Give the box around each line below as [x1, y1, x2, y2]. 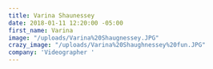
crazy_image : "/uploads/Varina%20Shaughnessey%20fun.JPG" [8, 41, 206, 49]
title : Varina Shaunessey [8, 11, 94, 20]
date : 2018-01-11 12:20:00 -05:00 [8, 19, 124, 27]
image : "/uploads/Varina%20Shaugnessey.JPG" [8, 33, 159, 42]
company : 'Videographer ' [8, 48, 94, 56]
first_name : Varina [8, 26, 74, 34]
